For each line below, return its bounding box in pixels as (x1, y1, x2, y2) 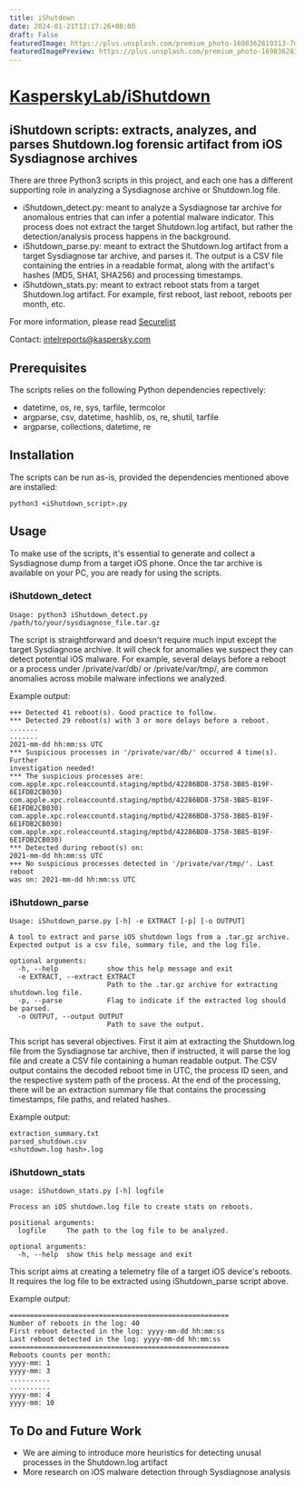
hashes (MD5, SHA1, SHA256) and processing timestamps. (22, 270, 243, 281)
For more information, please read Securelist (9, 316, 176, 327)
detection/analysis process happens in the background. (22, 231, 231, 242)
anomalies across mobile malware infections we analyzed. (9, 673, 227, 683)
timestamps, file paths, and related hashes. (9, 1094, 171, 1105)
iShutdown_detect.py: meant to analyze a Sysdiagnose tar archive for (22, 202, 283, 214)
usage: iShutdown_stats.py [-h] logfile (9, 1187, 165, 1196)
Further (9, 755, 39, 764)
